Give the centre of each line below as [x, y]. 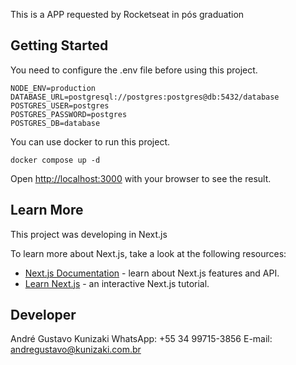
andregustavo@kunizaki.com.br [76, 350]
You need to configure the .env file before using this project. [134, 70]
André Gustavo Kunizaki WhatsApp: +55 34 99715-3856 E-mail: [141, 339]
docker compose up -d [55, 160]
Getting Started [59, 45]
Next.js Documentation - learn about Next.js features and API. [152, 273]
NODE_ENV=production [53, 88]
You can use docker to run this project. [90, 141]
